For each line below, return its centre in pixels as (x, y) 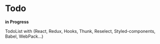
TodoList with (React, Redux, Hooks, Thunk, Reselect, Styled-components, (80, 31)
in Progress (17, 22)
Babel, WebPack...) (24, 36)
